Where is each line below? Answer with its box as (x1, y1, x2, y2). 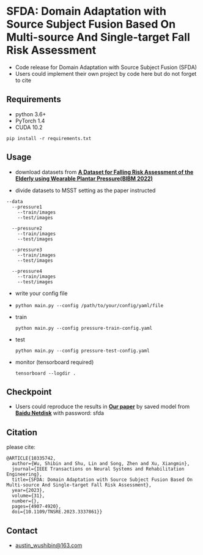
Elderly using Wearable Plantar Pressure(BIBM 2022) (15, 174, 153, 182)
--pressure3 (12, 247, 43, 253)
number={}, (12, 498, 40, 504)
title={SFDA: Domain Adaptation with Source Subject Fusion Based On (12, 477, 193, 483)
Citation (6, 427, 38, 438)
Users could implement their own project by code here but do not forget (15, 70, 197, 77)
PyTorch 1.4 (15, 117, 45, 124)
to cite (15, 76, 32, 84)
